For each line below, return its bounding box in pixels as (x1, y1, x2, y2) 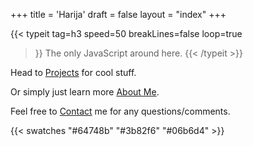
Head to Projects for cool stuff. (10, 67, 137, 78)
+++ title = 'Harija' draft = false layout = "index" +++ (10, 9, 227, 20)
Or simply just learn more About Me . (10, 86, 160, 98)
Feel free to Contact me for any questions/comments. (10, 105, 231, 117)
